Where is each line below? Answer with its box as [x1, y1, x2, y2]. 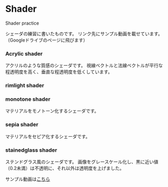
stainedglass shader [5, 147, 57, 154]
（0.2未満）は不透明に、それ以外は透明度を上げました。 [5, 165, 124, 172]
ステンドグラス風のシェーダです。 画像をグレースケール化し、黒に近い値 [5, 159, 159, 165]
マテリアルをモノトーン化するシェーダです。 [5, 108, 99, 114]
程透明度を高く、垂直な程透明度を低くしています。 [5, 69, 113, 75]
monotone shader [5, 96, 51, 103]
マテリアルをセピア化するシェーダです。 [5, 133, 91, 139]
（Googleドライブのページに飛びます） [5, 37, 88, 43]
